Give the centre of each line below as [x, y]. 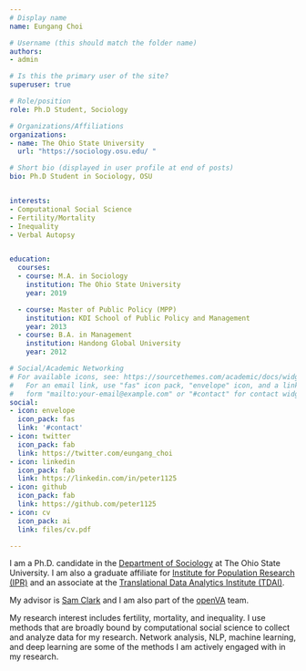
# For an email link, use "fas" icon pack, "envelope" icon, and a [144, 385]
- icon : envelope [42, 411]
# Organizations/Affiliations [67, 126]
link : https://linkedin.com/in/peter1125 [97, 479]
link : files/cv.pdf [55, 530]
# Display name [38, 18]
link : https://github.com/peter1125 [87, 504]
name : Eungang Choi [46, 26]
